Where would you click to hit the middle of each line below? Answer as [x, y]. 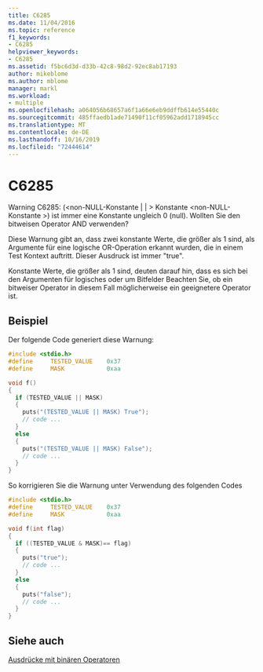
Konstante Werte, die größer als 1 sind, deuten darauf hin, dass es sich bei [128, 271]
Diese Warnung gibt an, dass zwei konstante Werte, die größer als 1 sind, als [131, 239]
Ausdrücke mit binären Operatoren [64, 659]
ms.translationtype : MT [47, 125]
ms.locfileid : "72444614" [50, 147]
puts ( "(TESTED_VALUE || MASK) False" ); [88, 448]
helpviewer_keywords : [44, 52]
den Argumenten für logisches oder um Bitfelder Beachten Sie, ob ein [121, 279]
